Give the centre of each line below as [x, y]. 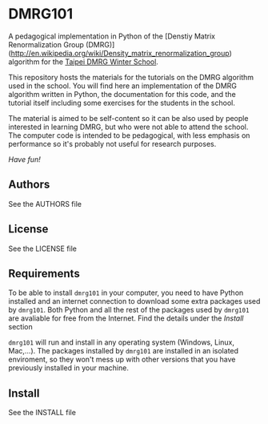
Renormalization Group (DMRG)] [62, 44]
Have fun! [25, 159]
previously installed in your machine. [69, 368]
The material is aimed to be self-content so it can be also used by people [128, 118]
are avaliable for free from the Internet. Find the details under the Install [126, 318]
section [21, 327]
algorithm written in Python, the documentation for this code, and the [122, 94]
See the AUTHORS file [45, 204]
